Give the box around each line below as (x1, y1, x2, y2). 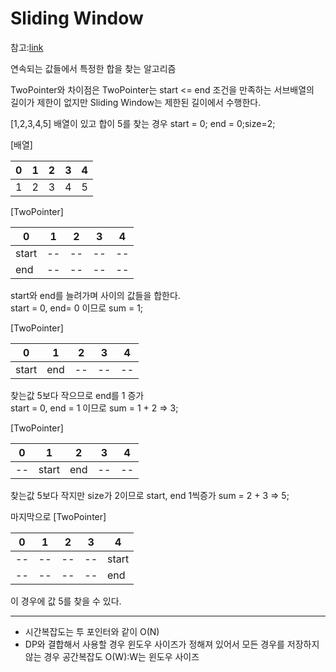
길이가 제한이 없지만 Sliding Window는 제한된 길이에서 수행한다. (10, 96, 262, 108)
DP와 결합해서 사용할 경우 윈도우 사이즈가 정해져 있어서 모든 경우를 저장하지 (24, 638, 320, 650)
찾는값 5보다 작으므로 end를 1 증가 (10, 389, 145, 401)
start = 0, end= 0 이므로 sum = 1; (10, 302, 144, 314)
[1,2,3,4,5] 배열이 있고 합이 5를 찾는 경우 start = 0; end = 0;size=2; (10, 117, 276, 129)
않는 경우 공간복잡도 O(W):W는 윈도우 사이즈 (24, 650, 200, 662)
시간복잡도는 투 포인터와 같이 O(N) (24, 625, 160, 637)
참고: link (10, 41, 44, 53)
